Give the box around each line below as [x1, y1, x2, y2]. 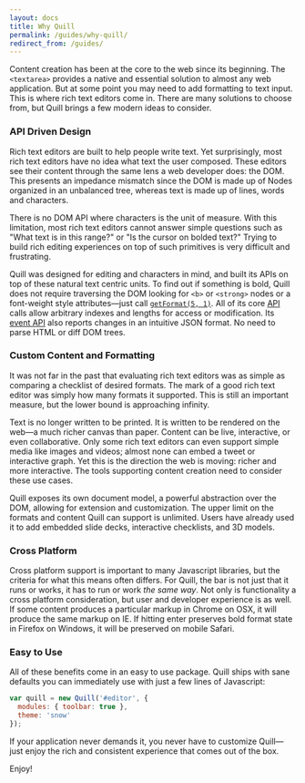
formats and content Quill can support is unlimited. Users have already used [9, 511, 295, 522]
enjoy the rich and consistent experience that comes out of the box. [25, 745, 280, 757]
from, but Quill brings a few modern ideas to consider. [9, 102, 212, 114]
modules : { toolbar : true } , [17, 703, 128, 712]
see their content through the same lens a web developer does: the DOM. [9, 165, 285, 176]
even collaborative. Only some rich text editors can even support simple [9, 436, 280, 447]
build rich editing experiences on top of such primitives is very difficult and [9, 241, 290, 252]
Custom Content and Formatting [9, 349, 156, 362]
